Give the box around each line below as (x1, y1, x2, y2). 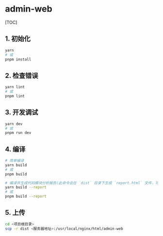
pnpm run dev (5, 130, 32, 135)
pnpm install (5, 57, 32, 62)
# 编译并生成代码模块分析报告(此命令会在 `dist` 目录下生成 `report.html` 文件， (5, 180, 156, 185)
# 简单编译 (5, 158, 24, 163)
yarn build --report (5, 185, 47, 190)
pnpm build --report (5, 194, 47, 199)
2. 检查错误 (5, 71, 38, 79)
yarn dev (5, 121, 23, 126)
